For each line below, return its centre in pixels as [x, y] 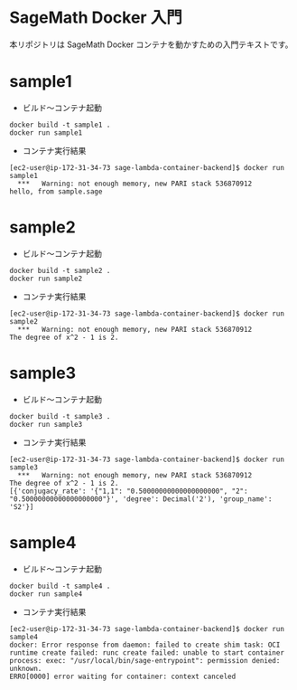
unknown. [26, 668]
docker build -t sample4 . [60, 586]
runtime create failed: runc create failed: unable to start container [147, 652]
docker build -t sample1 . [60, 125]
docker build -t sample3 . [60, 416]
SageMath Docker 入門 [96, 18]
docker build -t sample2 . [60, 270]
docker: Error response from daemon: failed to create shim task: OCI [145, 645]
